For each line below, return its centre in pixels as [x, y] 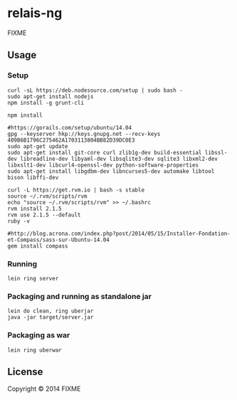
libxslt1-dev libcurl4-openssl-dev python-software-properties [103, 165]
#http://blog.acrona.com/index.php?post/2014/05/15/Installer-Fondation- [119, 233]
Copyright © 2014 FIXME [44, 389]
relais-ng [35, 13]
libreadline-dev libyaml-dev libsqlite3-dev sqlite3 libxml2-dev [119, 159]
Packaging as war [39, 335]
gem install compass [38, 246]
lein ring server [33, 278]
